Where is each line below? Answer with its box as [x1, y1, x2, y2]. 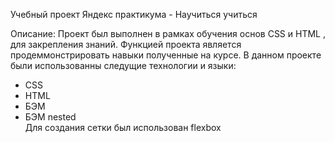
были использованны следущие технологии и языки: [10, 60, 237, 71]
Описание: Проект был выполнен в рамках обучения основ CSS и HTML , [10, 28, 326, 39]
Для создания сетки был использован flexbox [24, 122, 222, 133]
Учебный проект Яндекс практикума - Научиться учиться [10, 9, 258, 20]
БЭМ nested [24, 111, 77, 123]
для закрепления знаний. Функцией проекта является [10, 39, 242, 50]
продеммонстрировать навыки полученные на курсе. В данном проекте [10, 49, 322, 61]
